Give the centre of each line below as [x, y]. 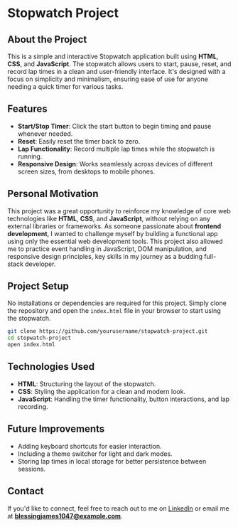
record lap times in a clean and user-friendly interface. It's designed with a [117, 71]
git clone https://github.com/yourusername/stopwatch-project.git [108, 331]
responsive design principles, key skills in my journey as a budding [105, 256]
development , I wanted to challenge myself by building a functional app [113, 233]
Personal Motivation [53, 194]
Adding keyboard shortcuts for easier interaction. [90, 446]
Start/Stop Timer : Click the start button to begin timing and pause [114, 126]
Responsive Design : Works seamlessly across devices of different [115, 164]
